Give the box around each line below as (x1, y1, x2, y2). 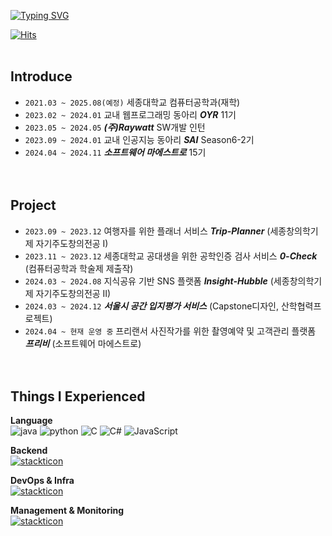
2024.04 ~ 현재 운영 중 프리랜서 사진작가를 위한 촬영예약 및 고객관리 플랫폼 (24, 325, 317, 337)
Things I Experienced (10, 388, 146, 405)
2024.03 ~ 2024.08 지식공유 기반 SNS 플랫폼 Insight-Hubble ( (24, 275, 274, 287)
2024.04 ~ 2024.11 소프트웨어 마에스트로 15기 (24, 146, 207, 158)
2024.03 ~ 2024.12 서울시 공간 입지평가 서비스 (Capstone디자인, (24, 300, 279, 312)
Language (10, 415, 53, 427)
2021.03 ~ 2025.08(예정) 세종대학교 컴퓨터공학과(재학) (24, 96, 241, 108)
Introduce (10, 68, 73, 85)
